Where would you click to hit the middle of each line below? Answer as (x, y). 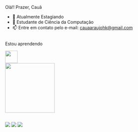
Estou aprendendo (24, 44)
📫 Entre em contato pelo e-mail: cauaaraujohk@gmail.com (72, 28)
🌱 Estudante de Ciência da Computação (53, 22)
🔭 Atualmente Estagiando (38, 17)
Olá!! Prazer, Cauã (23, 7)
